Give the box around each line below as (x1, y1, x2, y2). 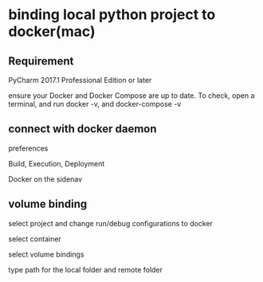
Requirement (8, 54, 74, 68)
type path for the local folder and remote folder (8, 264, 163, 274)
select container (8, 233, 61, 244)
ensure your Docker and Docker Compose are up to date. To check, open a (8, 91, 255, 100)
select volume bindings (8, 249, 85, 259)
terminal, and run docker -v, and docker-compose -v (8, 100, 182, 108)
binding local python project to (8, 6, 216, 24)
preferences (8, 143, 49, 153)
